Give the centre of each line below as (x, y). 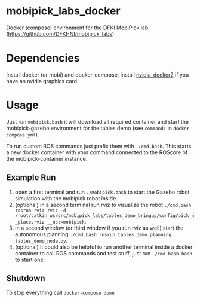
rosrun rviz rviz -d (40, 211)
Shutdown (26, 278)
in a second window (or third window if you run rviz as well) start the (99, 228)
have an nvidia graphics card (42, 81)
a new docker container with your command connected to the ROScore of (97, 152)
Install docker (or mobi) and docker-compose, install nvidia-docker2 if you (98, 74)
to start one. (30, 260)
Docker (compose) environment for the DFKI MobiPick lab (77, 28)
